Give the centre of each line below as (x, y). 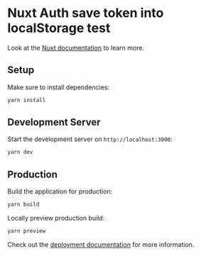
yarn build (23, 205)
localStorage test (59, 28)
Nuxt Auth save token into (86, 13)
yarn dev (20, 152)
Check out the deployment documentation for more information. (101, 244)
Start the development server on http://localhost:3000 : (90, 139)
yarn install (27, 100)
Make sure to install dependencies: (59, 87)
